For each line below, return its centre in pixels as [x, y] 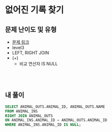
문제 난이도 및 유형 [31, 29]
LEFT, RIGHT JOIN [31, 53]
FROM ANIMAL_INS [21, 111]
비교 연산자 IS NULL [39, 64]
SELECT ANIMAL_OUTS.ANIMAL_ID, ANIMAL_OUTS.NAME [55, 107]
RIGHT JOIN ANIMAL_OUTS [29, 116]
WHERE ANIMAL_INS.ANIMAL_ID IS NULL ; [43, 125]
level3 [18, 47]
